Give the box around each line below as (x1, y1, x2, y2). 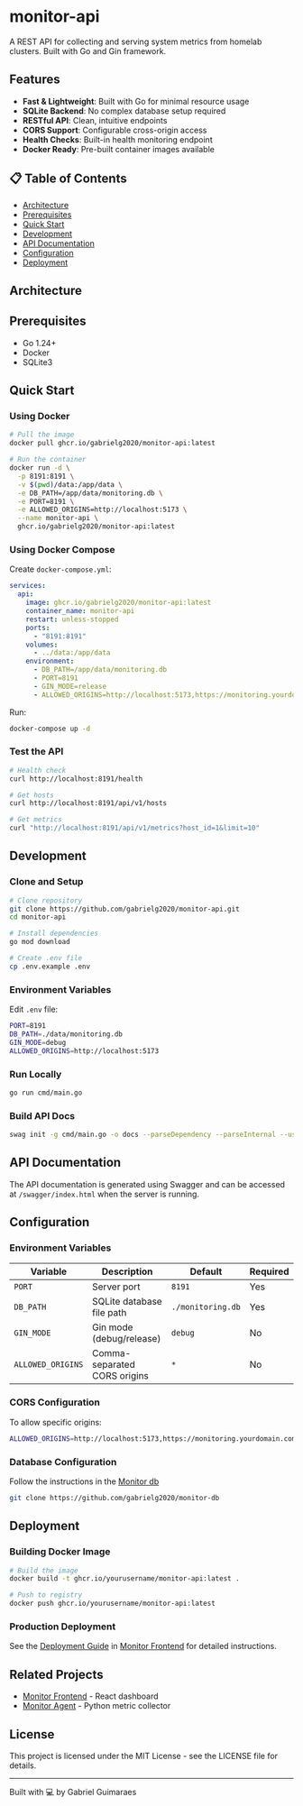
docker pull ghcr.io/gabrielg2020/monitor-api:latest (9, 439, 216, 448)
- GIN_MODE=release (32, 682, 106, 691)
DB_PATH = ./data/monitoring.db (9, 1030, 124, 1039)
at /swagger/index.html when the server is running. (9, 1188, 200, 1199)
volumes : (25, 640, 59, 649)
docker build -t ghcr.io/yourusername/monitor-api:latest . (9, 1574, 241, 1583)
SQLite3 (22, 356, 53, 367)
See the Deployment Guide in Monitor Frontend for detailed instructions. (9, 1641, 278, 1652)
